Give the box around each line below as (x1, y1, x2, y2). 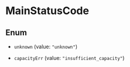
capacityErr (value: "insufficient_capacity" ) (13, 55, 125, 61)
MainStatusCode (5, 4, 89, 18)
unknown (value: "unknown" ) (13, 43, 77, 50)
